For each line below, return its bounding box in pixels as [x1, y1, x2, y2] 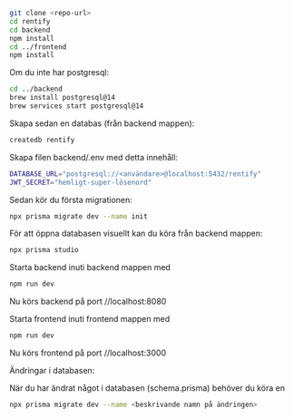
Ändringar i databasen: [9, 365, 95, 375]
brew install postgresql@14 [9, 93, 116, 102]
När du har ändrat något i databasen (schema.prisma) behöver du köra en [9, 383, 286, 394]
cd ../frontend [9, 42, 67, 52]
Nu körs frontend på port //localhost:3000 [9, 347, 166, 358]
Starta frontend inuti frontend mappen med [9, 314, 171, 325]
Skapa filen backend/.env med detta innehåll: [9, 151, 179, 162]
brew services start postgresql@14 [9, 102, 144, 111]
